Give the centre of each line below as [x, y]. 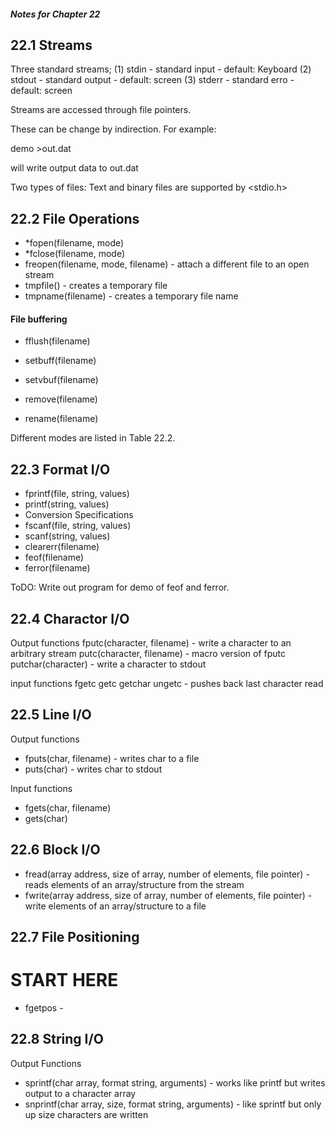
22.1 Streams [51, 45]
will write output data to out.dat [74, 168]
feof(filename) [54, 557]
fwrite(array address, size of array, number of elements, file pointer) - [168, 895]
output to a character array [80, 1093]
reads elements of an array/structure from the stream [134, 884]
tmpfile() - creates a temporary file [96, 286]
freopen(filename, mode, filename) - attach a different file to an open [167, 264]
